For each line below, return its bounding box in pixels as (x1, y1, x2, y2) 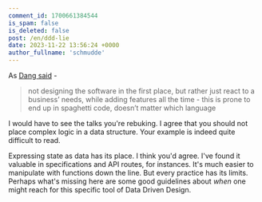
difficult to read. (8, 136, 62, 145)
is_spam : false (8, 19, 59, 27)
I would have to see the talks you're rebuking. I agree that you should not (8, 119, 248, 128)
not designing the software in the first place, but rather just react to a (27, 86, 256, 96)
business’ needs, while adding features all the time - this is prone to (27, 95, 251, 104)
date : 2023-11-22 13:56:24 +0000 (8, 42, 120, 50)
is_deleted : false (8, 26, 69, 34)
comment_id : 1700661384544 (8, 11, 98, 20)
